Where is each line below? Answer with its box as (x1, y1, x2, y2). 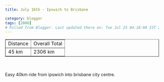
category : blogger (5, 16, 42, 21)
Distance (8, 40, 29, 47)
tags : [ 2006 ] (5, 20, 32, 25)
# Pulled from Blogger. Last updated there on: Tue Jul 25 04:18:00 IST (5, 25, 156, 30)
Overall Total (33, 40, 62, 47)
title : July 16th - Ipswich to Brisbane (5, 7, 89, 12)
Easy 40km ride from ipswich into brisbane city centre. (5, 72, 116, 78)
